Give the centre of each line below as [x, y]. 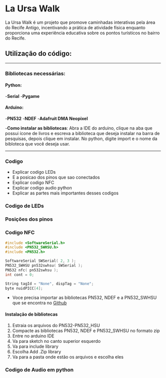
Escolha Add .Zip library [37, 351]
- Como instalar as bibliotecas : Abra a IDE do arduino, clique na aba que [79, 128]
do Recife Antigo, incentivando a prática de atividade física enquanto [75, 27]
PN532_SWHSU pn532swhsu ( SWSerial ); [44, 266]
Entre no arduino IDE [33, 336]
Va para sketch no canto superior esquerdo [56, 341]
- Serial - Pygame [22, 96]
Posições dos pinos [29, 219]
